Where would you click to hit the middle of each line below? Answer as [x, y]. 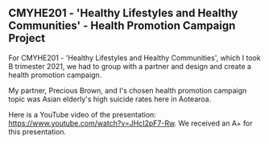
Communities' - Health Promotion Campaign [122, 26]
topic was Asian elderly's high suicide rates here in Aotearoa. [110, 99]
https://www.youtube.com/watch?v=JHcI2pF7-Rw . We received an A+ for [130, 123]
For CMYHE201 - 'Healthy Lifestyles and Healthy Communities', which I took [134, 58]
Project [27, 38]
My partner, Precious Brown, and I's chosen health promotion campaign [128, 90]
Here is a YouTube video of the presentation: [83, 114]
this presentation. [37, 131]
